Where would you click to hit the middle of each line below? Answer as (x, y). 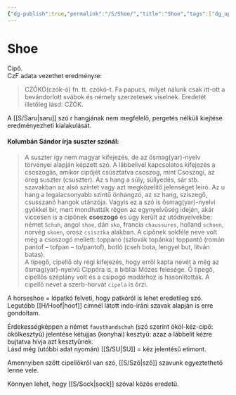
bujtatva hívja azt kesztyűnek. (50, 341)
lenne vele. (23, 370)
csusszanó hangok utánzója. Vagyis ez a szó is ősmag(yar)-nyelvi (120, 202)
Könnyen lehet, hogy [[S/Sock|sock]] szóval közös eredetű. (93, 384)
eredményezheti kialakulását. (50, 125)
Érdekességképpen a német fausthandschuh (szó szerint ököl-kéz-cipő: (110, 326)
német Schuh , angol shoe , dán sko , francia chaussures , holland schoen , (124, 224)
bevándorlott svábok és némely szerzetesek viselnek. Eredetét (115, 96)
